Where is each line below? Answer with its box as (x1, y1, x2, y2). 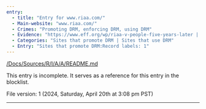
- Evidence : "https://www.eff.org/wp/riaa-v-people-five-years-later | (12, 32, 199, 38)
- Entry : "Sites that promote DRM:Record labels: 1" (12, 43, 150, 50)
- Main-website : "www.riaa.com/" (12, 20, 97, 26)
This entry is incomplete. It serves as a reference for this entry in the (6, 72, 180, 79)
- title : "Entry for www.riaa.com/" (12, 15, 105, 21)
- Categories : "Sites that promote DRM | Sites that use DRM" (12, 37, 174, 43)
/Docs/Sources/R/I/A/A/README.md (6, 59, 98, 67)
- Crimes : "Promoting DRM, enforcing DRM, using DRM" (12, 26, 152, 32)
